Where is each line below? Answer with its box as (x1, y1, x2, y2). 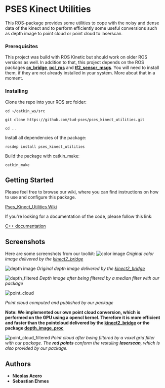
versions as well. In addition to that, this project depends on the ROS (5, 60, 144, 65)
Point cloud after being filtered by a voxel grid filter (51, 335, 155, 341)
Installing (5, 88, 28, 95)
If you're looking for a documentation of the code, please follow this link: (5, 213, 153, 219)
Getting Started (5, 176, 54, 184)
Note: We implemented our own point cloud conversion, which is (5, 309, 141, 316)
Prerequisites (5, 43, 38, 50)
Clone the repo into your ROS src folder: (5, 99, 86, 105)
